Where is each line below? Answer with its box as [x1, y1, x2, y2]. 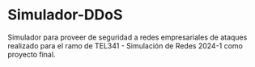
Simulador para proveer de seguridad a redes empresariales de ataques [7, 32, 248, 42]
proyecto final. [7, 49, 56, 59]
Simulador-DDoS [7, 6, 123, 24]
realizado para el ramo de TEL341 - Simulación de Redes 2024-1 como [7, 40, 244, 50]
